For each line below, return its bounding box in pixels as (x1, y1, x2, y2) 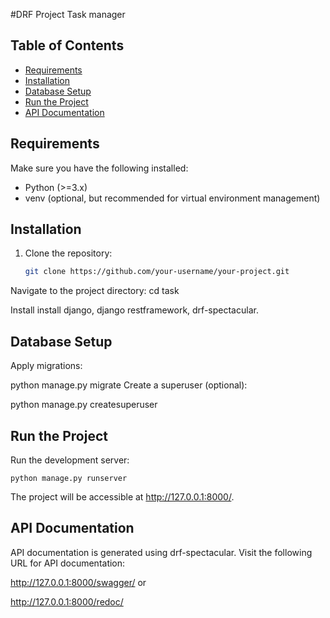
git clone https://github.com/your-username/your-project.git (24, 267, 290, 277)
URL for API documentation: (10, 557, 126, 569)
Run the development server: (10, 454, 130, 466)
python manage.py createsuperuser (10, 399, 158, 411)
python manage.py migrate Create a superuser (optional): (10, 379, 248, 391)
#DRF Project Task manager (10, 9, 126, 20)
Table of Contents (10, 37, 125, 54)
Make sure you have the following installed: (10, 162, 189, 174)
